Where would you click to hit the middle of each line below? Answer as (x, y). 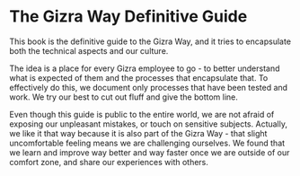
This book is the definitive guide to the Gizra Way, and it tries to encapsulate (150, 41)
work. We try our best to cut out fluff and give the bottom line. (124, 97)
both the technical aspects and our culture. (89, 50)
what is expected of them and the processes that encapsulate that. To (139, 77)
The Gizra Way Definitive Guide (128, 17)
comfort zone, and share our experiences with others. (109, 162)
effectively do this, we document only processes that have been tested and (149, 87)
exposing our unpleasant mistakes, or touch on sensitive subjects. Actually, (148, 124)
